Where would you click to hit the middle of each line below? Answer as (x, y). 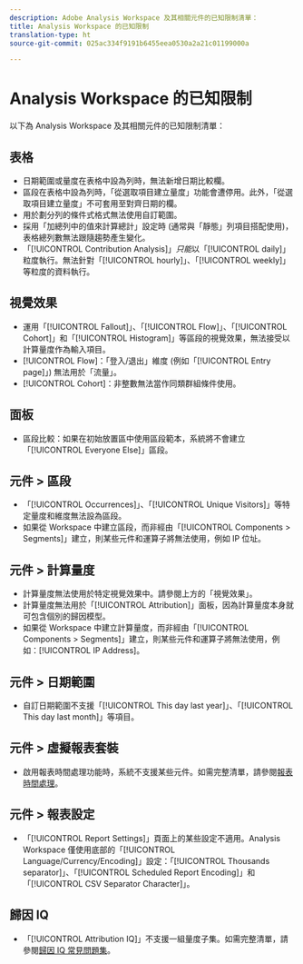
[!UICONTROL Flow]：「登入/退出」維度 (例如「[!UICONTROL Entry (147, 361)
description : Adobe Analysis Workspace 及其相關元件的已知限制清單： (134, 18)
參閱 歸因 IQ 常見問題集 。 (69, 949)
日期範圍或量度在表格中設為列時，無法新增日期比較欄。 (126, 181)
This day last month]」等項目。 (80, 717)
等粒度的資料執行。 (59, 272)
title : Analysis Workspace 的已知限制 (79, 26)
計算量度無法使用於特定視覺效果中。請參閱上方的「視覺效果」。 (140, 594)
